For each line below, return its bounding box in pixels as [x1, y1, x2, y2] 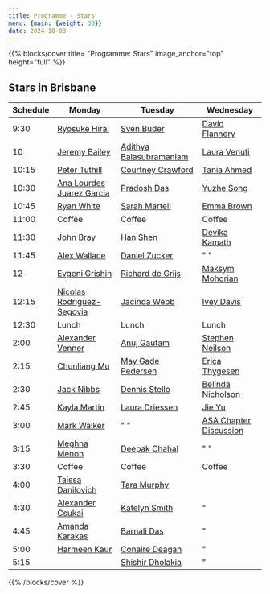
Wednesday [206, 105, 254, 116]
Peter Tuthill [57, 164, 103, 175]
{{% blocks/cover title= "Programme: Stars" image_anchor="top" [8, 49, 224, 59]
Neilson [202, 343, 231, 354]
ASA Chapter [202, 415, 252, 427]
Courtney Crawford [120, 164, 194, 175]
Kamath [202, 237, 231, 248]
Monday [68, 105, 102, 116]
